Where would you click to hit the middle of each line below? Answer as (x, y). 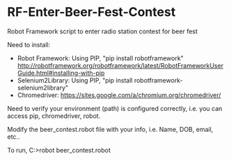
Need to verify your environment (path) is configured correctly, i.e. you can (115, 108)
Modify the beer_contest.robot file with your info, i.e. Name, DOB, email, (110, 129)
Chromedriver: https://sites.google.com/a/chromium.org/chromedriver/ (119, 95)
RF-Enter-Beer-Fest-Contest (91, 12)
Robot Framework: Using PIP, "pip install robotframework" (101, 58)
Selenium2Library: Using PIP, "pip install (75, 80)
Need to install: (29, 44)
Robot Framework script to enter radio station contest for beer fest (103, 31)
